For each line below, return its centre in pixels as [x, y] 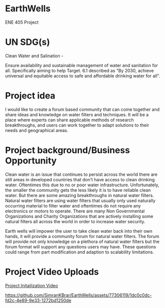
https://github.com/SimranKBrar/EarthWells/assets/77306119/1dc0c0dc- [79, 295]
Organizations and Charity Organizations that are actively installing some [79, 216]
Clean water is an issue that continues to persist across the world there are [82, 174]
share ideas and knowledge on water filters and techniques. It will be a [77, 114]
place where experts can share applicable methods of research [70, 120]
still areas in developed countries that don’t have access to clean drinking [80, 179]
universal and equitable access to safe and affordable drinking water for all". [83, 76]
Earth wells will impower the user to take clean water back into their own [79, 231]
